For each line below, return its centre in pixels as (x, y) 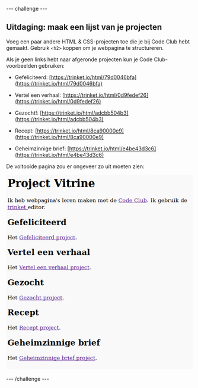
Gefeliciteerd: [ (33, 77)
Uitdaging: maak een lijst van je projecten (84, 27)
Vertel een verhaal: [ (39, 95)
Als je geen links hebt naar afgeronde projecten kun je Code (79, 59)
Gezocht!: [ (28, 113)
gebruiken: (52, 65)
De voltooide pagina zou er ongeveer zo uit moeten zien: (75, 166)
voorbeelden (22, 65)
